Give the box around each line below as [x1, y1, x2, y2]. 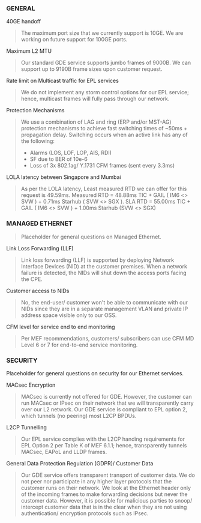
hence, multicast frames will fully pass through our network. [20, 95, 170, 103]
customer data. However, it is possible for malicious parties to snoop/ [20, 497, 193, 504]
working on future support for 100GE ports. [20, 36, 128, 43]
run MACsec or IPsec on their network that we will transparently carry [20, 399, 194, 407]
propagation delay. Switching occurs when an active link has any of [20, 131, 188, 139]
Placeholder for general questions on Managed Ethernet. [20, 233, 162, 240]
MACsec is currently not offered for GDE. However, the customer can [20, 393, 192, 400]
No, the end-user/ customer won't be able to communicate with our [20, 298, 188, 306]
